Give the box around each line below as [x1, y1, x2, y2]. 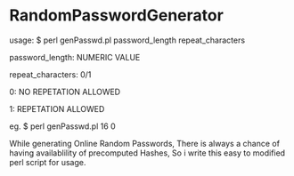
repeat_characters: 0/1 [9, 68, 92, 80]
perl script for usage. [9, 156, 86, 167]
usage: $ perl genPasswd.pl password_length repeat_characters [9, 35, 246, 45]
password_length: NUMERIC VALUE [9, 52, 141, 62]
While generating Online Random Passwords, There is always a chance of [9, 138, 281, 148]
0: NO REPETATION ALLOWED [9, 86, 121, 97]
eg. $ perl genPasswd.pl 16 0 [9, 121, 116, 132]
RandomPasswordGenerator [9, 5, 225, 26]
